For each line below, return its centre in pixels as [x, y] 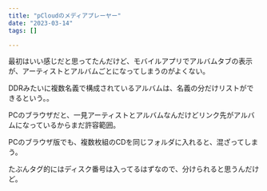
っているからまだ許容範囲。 [75, 125]
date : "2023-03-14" [41, 23]
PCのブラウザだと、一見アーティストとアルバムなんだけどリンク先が [121, 115]
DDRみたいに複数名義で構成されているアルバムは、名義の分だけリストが [128, 88]
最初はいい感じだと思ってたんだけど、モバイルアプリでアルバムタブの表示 [131, 62]
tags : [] [23, 30]
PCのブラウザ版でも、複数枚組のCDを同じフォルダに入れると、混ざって [126, 142]
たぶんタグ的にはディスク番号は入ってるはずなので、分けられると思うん [127, 169]
